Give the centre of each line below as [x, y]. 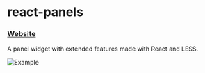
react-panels [45, 12]
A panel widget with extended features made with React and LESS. [103, 49]
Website [22, 34]
